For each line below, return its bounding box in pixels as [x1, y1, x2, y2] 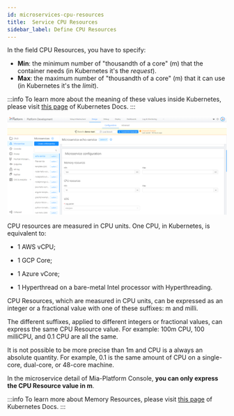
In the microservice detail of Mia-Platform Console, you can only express [7, 374, 219, 383]
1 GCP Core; [17, 256, 53, 265]
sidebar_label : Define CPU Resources [7, 26, 117, 33]
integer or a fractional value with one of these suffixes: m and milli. [7, 304, 198, 313]
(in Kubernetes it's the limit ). [17, 82, 99, 90]
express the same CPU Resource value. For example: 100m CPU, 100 [7, 325, 205, 334]
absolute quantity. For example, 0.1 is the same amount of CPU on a [7, 353, 201, 362]
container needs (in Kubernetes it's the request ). [17, 67, 157, 75]
